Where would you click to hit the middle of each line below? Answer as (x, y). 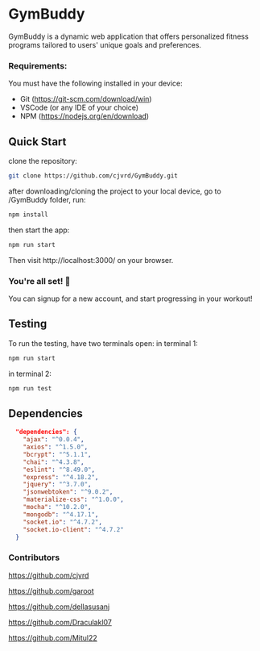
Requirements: (38, 65)
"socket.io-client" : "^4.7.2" (74, 529)
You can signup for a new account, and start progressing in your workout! (130, 298)
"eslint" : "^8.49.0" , (59, 469)
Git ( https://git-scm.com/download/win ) (86, 99)
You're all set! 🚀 (39, 281)
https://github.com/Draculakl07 (60, 622)
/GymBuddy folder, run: (47, 199)
